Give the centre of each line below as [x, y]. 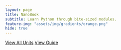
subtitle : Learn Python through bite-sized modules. [61, 19]
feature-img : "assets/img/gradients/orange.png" [57, 24]
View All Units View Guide [32, 42]
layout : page [19, 10]
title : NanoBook [22, 14]
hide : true [16, 28]
